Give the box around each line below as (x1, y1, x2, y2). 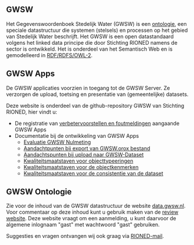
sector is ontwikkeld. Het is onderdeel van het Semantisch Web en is (6, 45, 173, 52)
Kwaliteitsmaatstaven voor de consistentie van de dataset (23, 170, 163, 177)
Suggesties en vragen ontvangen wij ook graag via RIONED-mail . (6, 233, 164, 240)
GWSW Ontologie (6, 187, 72, 197)
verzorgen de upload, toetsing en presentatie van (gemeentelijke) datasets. (6, 91, 189, 98)
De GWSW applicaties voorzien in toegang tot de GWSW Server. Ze (6, 84, 170, 91)
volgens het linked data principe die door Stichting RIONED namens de (6, 39, 178, 46)
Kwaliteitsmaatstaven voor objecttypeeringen (23, 157, 134, 164)
